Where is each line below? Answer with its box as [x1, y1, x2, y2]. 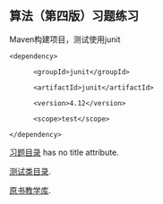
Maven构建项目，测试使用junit [9, 34, 121, 45]
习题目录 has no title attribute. [9, 147, 119, 157]
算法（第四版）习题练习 [9, 8, 139, 24]
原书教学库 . [9, 184, 52, 195]
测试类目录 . [9, 166, 52, 176]
